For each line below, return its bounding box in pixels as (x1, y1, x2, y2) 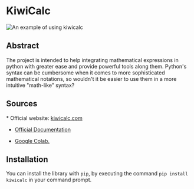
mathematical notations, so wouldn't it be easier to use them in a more (6, 75, 177, 82)
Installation (6, 154, 48, 164)
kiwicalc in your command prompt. (6, 176, 92, 184)
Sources (6, 99, 38, 109)
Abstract (6, 41, 40, 51)
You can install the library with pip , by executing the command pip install (6, 170, 189, 177)
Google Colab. (14, 137, 50, 144)
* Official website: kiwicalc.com (6, 114, 83, 122)
